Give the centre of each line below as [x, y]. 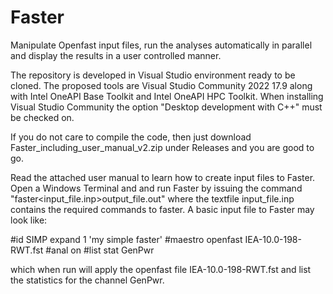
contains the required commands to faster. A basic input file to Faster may [162, 209]
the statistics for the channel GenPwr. [87, 280]
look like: [29, 220]
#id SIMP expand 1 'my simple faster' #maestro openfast [126, 239]
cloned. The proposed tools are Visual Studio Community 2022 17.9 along [161, 85]
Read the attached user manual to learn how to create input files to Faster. [163, 177]
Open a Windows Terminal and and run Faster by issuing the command [156, 188]
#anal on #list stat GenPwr [100, 250]
